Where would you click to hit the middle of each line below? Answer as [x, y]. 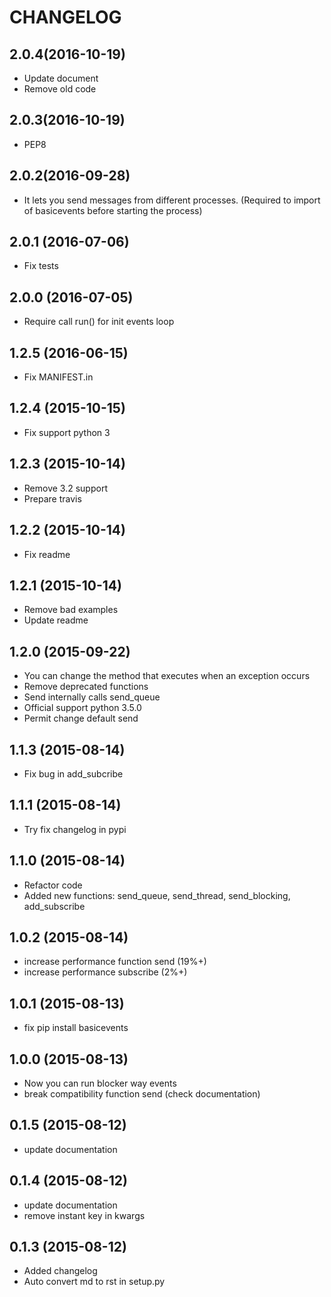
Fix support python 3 [67, 432]
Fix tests [41, 266]
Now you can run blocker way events [100, 1083]
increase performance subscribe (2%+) [105, 972]
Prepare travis [52, 498]
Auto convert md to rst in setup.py [94, 1282]
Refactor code [53, 885]
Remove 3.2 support [65, 488]
